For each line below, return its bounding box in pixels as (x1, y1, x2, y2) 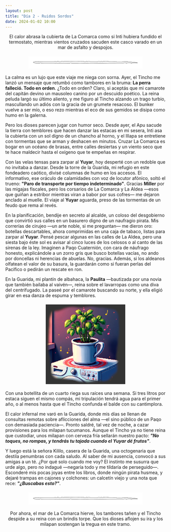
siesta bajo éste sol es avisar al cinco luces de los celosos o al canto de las (5, 240, 163, 246)
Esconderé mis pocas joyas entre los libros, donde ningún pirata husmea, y (5, 469, 163, 476)
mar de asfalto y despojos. (58, 44, 113, 50)
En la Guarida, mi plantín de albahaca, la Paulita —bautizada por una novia (5, 276, 162, 282)
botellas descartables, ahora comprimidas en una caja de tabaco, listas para (5, 228, 165, 234)
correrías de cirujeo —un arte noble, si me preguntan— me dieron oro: (5, 223, 153, 229)
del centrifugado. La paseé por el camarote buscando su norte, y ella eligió (5, 287, 163, 293)
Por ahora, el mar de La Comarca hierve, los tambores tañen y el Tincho (10, 510, 161, 517)
